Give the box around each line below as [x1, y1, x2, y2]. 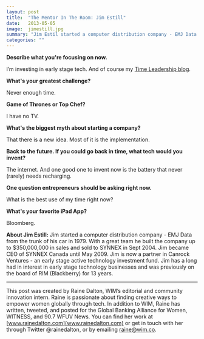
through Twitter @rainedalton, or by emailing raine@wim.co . [6, 326, 157, 333]
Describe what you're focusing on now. [6, 54, 107, 61]
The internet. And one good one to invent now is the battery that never [6, 166, 183, 173]
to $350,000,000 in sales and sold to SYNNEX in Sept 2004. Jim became [6, 244, 189, 251]
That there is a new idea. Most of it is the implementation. [6, 136, 150, 143]
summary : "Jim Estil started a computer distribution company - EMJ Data [6, 32, 197, 38]
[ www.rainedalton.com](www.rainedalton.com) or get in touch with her [6, 320, 183, 326]
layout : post [6, 8, 39, 15]
